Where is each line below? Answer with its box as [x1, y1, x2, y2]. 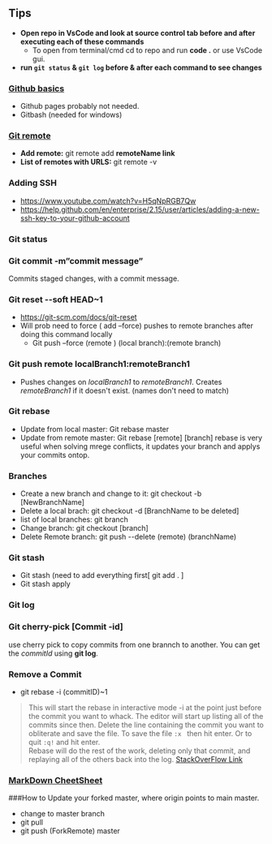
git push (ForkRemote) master [19, 826, 120, 836]
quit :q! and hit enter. [28, 737, 101, 747]
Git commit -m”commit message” [8, 255, 144, 266]
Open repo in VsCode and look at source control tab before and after [19, 28, 256, 37]
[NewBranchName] [19, 497, 85, 507]
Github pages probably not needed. [19, 101, 140, 111]
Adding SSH [8, 178, 57, 189]
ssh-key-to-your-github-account [19, 213, 130, 222]
